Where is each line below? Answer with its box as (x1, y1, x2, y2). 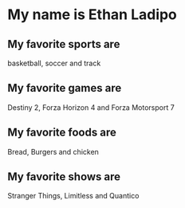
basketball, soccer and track (7, 58, 101, 68)
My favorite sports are (7, 37, 120, 51)
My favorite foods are (7, 126, 116, 139)
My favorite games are (7, 81, 122, 95)
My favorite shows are (7, 170, 121, 184)
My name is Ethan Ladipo (7, 6, 177, 24)
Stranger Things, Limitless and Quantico (7, 191, 140, 201)
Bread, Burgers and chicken (7, 147, 99, 156)
